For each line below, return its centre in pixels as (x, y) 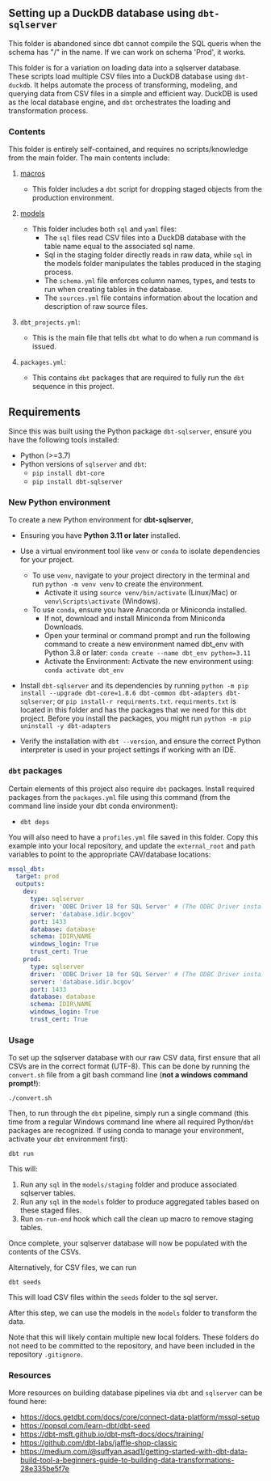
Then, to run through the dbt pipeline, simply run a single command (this (128, 1113)
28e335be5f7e (45, 1469)
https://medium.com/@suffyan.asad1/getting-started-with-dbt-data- (134, 1452)
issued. (44, 346)
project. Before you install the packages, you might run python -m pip (135, 718)
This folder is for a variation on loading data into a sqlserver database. (125, 67)
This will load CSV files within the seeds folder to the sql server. (113, 1297)
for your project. (47, 560)
